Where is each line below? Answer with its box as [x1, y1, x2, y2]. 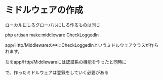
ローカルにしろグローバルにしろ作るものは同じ [5, 22, 100, 28]
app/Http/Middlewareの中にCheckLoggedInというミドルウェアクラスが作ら [5, 42, 159, 48]
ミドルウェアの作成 [5, 4, 83, 16]
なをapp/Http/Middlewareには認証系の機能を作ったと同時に [5, 59, 127, 65]
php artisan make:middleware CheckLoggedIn [5, 32, 99, 38]
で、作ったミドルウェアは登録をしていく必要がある [5, 69, 109, 75]
